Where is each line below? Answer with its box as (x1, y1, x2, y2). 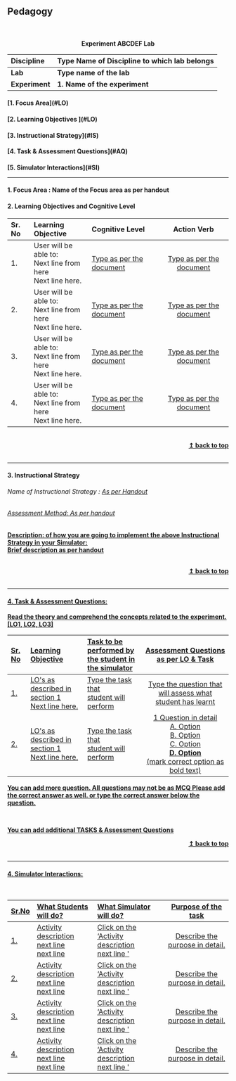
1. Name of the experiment (57, 79, 149, 89)
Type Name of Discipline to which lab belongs (57, 56, 214, 65)
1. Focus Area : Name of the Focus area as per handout (7, 186, 170, 194)
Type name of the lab (57, 68, 130, 77)
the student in (87, 654, 136, 664)
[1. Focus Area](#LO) (7, 98, 69, 108)
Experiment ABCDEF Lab (81, 39, 155, 48)
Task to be (87, 637, 123, 646)
